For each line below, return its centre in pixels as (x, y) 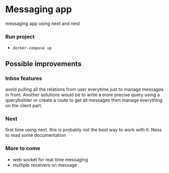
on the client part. (24, 105)
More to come (23, 149)
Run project (20, 37)
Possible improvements (44, 64)
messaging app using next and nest (43, 23)
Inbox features (24, 78)
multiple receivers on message (45, 165)
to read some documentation (36, 135)
